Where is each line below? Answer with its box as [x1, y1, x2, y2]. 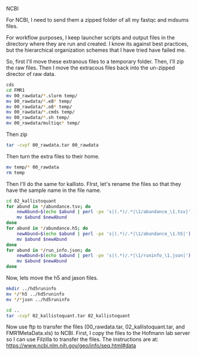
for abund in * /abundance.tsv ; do [6, 203, 91, 210]
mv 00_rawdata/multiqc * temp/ [6, 120, 81, 126]
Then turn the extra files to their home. [6, 152, 100, 160]
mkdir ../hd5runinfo [6, 286, 57, 291]
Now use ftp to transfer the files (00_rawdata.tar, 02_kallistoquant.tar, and [6, 323, 185, 330]
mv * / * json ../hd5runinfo [6, 297, 70, 303]
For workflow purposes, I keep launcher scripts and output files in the [6, 34, 175, 41]
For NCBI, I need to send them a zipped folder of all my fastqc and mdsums [6, 16, 189, 23]
